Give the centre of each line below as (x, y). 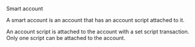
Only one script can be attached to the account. (66, 38)
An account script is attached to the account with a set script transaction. (98, 32)
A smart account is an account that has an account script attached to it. (95, 20)
